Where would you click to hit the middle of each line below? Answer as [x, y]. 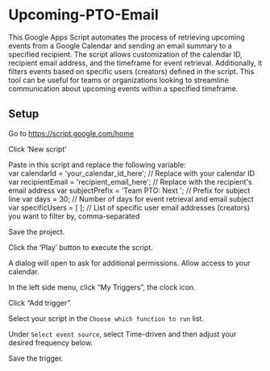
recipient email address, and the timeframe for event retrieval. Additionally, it [135, 63]
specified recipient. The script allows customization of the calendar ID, [126, 54]
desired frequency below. [51, 342]
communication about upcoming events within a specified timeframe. [123, 88]
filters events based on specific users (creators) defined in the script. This [131, 71]
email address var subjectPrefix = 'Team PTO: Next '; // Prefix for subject [129, 190]
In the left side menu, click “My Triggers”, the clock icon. [102, 287]
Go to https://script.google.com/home [71, 133]
